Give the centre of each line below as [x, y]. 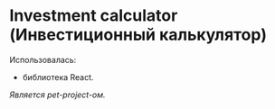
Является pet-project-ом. [57, 95]
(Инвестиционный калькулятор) [138, 35]
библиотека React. [58, 77]
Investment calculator [94, 16]
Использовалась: [43, 59]
